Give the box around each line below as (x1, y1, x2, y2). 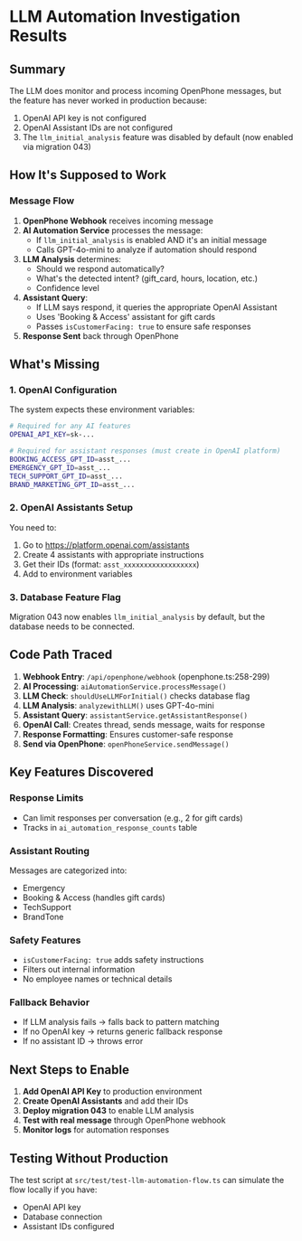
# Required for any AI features (9, 422, 131, 431)
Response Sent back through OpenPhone (22, 330, 179, 341)
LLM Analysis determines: (22, 253, 122, 264)
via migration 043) (22, 142, 92, 152)
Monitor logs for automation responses (22, 1124, 170, 1135)
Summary (9, 61, 66, 77)
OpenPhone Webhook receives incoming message (22, 215, 214, 226)
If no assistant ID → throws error (22, 1036, 144, 1047)
